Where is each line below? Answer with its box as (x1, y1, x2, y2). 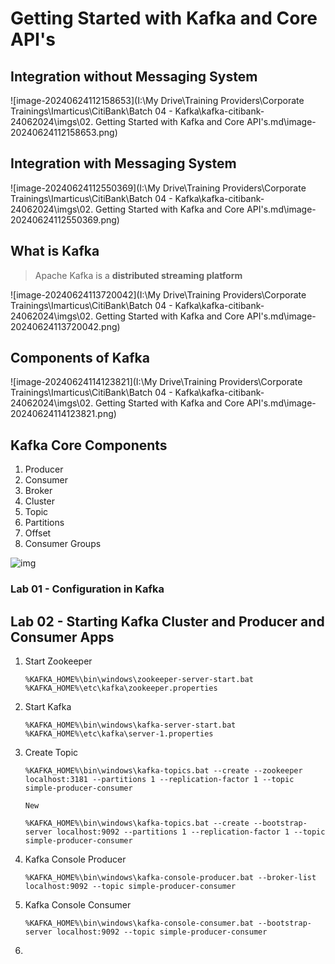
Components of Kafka (10, 350, 150, 367)
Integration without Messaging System (10, 68, 258, 85)
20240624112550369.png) (10, 213, 120, 226)
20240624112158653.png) (10, 127, 118, 138)
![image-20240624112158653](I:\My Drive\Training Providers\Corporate (10, 95, 305, 106)
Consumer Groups (24, 538, 102, 550)
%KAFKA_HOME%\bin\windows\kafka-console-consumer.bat (24, 918, 254, 928)
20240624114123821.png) (10, 408, 117, 420)
